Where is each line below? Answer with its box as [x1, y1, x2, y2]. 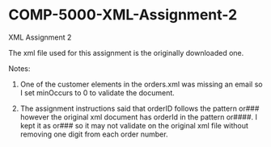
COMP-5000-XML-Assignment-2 [8, 6, 238, 24]
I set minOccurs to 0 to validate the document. [19, 87, 176, 98]
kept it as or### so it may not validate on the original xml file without [19, 120, 249, 130]
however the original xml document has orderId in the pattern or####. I [19, 111, 257, 122]
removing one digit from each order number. [19, 129, 168, 139]
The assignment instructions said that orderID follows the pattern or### [19, 103, 260, 113]
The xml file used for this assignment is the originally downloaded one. [8, 48, 244, 57]
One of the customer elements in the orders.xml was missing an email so [19, 79, 263, 89]
